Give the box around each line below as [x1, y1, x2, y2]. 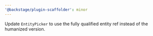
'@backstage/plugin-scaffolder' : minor [4, 7, 88, 12]
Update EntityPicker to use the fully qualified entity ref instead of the [4, 21, 148, 27]
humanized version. [4, 26, 45, 32]
